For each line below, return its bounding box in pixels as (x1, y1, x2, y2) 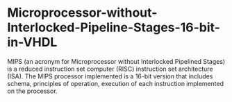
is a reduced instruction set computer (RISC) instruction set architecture (7, 65, 213, 73)
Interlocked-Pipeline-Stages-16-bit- (7, 19, 221, 35)
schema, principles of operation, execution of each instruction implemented (7, 79, 224, 87)
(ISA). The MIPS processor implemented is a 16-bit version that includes (7, 71, 213, 80)
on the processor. (7, 87, 58, 95)
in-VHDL (7, 35, 58, 50)
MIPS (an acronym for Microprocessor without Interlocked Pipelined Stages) (7, 57, 226, 65)
